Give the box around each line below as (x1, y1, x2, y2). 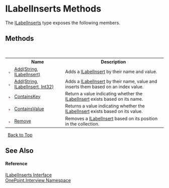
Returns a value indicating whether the (65, 103, 145, 109)
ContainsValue (14, 105, 44, 111)
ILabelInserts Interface (5, 172, 52, 178)
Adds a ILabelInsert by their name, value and (65, 78, 157, 84)
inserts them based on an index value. (65, 84, 144, 90)
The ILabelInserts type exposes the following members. (5, 20, 121, 26)
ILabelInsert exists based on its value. (65, 108, 143, 114)
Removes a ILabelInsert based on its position (65, 115, 157, 121)
